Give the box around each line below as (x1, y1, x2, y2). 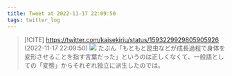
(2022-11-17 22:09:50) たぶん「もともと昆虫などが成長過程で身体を (24, 44, 226, 52)
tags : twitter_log (7, 17, 60, 23)
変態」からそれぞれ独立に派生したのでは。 (42, 61, 164, 69)
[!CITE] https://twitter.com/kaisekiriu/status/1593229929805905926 (24, 35, 220, 44)
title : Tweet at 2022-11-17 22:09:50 (7, 10, 116, 17)
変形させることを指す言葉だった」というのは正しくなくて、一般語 (24, 53, 213, 61)
